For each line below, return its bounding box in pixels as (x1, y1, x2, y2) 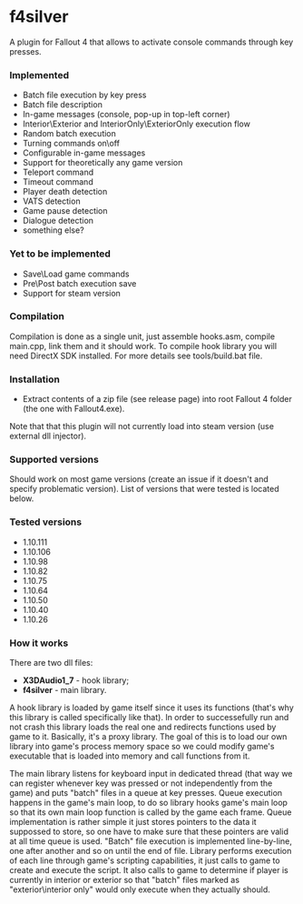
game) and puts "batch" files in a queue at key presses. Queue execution (9, 788, 283, 799)
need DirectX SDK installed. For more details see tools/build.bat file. (9, 350, 263, 361)
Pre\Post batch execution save (22, 277, 137, 288)
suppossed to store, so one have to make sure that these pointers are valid (9, 826, 288, 838)
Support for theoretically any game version (22, 157, 183, 168)
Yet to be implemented (9, 247, 112, 260)
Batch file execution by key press (22, 89, 147, 101)
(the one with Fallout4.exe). (22, 403, 125, 415)
